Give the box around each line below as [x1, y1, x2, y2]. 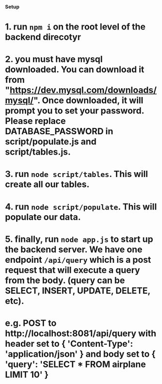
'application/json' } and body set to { [5, 349, 156, 360]
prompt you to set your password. [5, 105, 145, 116]
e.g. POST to [5, 318, 57, 329]
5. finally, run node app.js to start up [5, 234, 154, 244]
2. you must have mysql [5, 54, 103, 65]
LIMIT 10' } [5, 369, 49, 380]
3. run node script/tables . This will [5, 169, 148, 180]
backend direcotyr [5, 32, 81, 43]
